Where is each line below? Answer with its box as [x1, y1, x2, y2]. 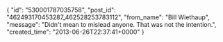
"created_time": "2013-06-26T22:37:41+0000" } [6, 28, 144, 36]
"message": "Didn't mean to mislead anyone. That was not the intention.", [6, 21, 217, 28]
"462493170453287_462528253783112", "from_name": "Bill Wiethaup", [6, 13, 210, 21]
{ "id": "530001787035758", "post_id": [6, 6, 116, 14]
